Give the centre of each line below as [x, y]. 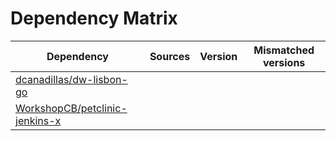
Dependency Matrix [94, 18]
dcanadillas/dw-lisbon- [71, 79]
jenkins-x [38, 120]
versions [284, 62]
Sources [170, 56]
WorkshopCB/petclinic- [71, 108]
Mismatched [284, 50]
